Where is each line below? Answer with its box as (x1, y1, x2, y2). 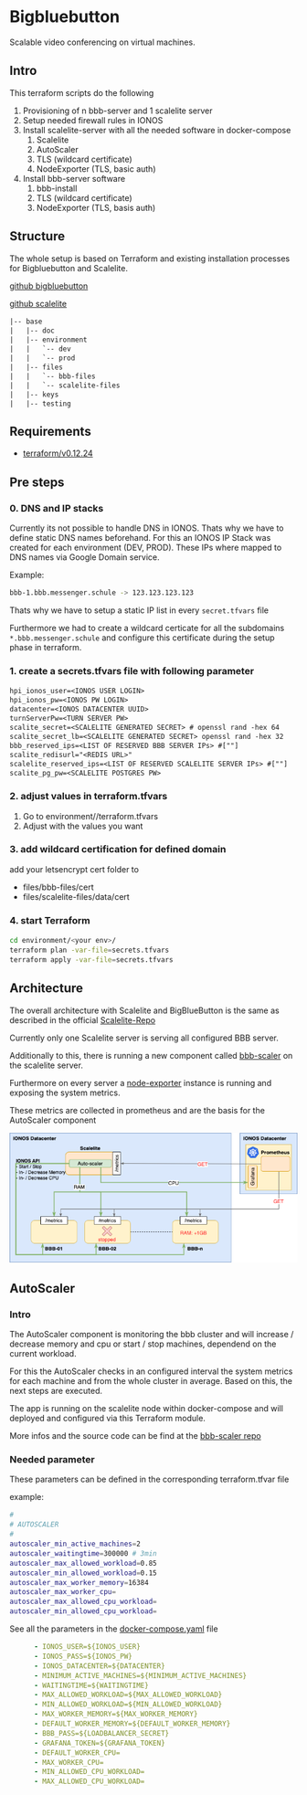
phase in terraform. (9, 641, 82, 652)
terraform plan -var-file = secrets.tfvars (9, 945, 170, 955)
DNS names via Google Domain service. (9, 552, 160, 563)
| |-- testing (9, 399, 71, 408)
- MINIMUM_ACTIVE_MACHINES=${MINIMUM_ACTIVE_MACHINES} (33, 1671, 248, 1680)
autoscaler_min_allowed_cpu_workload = (9, 1607, 157, 1616)
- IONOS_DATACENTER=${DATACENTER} (33, 1661, 166, 1671)
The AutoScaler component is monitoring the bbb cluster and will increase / (9, 1329, 294, 1340)
